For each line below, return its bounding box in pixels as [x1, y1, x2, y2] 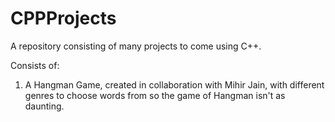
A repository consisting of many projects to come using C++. [10, 40, 262, 52]
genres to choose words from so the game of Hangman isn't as [24, 89, 286, 101]
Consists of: [10, 59, 60, 71]
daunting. [24, 100, 65, 112]
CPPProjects [10, 7, 117, 30]
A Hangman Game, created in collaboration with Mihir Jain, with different [24, 78, 325, 91]
